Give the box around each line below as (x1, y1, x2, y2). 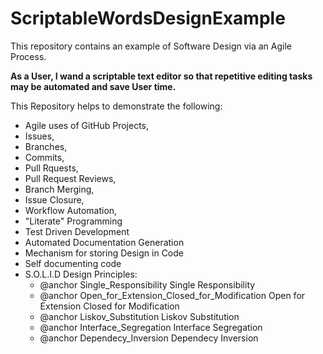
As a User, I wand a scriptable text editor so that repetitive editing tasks (10, 70, 313, 82)
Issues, (24, 130, 55, 142)
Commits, (24, 151, 65, 163)
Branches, (24, 140, 68, 152)
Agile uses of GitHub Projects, (24, 119, 149, 131)
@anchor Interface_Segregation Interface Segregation (39, 321, 263, 333)
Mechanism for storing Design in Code (24, 247, 184, 259)
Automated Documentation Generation (24, 236, 185, 248)
